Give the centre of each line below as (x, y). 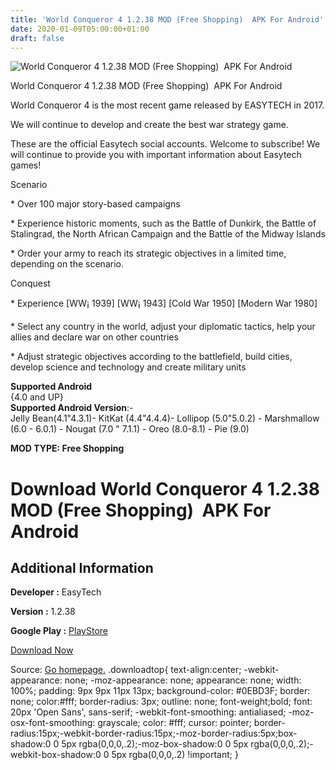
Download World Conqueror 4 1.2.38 (165, 488)
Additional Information (82, 567)
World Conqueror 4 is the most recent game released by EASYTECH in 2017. (167, 105)
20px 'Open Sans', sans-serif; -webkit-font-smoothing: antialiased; (148, 712)
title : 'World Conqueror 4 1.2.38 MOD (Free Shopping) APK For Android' (167, 19)
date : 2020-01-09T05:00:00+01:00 (80, 29)
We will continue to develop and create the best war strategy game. (149, 125)
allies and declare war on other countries (94, 337)
